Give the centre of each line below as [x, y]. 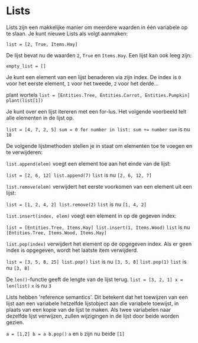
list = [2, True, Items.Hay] [42, 44]
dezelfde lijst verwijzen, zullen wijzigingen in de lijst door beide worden [92, 316]
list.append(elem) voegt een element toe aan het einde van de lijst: [89, 163]
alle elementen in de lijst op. [40, 118]
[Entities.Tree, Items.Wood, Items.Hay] [57, 233]
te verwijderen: [25, 152]
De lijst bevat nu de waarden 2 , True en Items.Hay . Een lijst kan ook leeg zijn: [99, 55]
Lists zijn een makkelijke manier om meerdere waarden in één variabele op [97, 27]
